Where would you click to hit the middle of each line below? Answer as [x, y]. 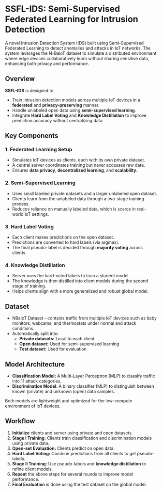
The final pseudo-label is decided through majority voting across [77, 248]
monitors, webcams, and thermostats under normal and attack [74, 323]
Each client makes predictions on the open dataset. [63, 237]
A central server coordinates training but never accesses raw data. [78, 165]
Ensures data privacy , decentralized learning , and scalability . [75, 170]
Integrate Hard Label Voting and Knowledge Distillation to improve [79, 115]
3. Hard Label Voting [29, 226]
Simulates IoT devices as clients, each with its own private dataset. [79, 160]
